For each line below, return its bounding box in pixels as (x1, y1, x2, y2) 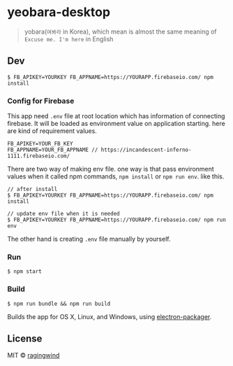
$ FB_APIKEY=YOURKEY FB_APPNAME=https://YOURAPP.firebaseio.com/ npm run (7, 216, 227, 224)
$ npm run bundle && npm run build (7, 300, 111, 307)
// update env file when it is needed (7, 211, 120, 218)
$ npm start (7, 268, 42, 275)
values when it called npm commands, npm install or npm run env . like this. (7, 172, 225, 181)
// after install (7, 186, 58, 193)
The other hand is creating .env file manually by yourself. (7, 235, 171, 244)
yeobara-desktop (7, 4, 110, 20)
